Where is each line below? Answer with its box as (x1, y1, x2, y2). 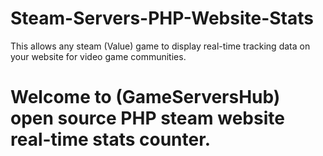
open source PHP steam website (10, 107, 285, 130)
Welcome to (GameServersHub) (10, 86, 281, 109)
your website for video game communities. (10, 50, 187, 62)
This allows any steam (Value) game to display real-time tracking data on (10, 40, 311, 52)
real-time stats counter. (10, 128, 212, 151)
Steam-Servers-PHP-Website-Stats (10, 7, 314, 30)
